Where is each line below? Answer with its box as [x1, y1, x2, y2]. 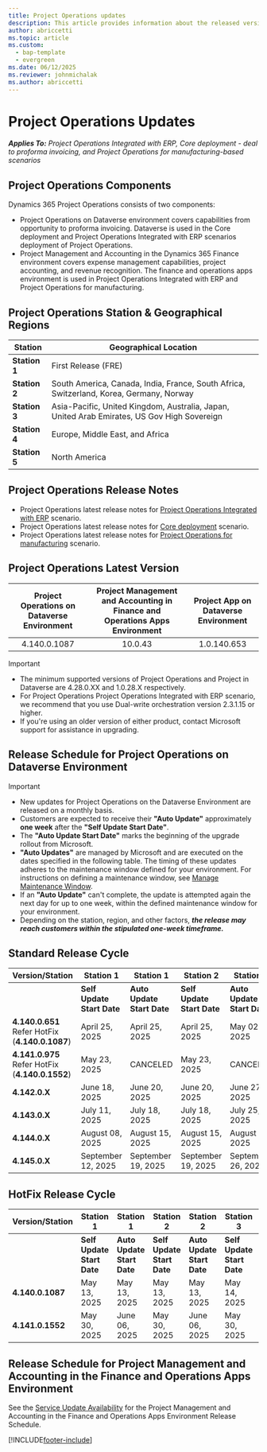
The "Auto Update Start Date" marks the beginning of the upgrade [19, 830, 240, 840]
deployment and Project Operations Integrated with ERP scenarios [19, 232, 237, 242]
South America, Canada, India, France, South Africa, [51, 379, 246, 390]
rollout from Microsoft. [19, 839, 94, 848]
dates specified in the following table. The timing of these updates [19, 856, 237, 865]
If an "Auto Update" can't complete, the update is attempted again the [19, 890, 251, 899]
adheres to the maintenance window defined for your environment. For [19, 864, 252, 874]
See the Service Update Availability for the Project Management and [8, 1403, 231, 1412]
